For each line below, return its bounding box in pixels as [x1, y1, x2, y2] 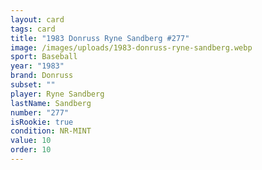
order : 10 [10, 145, 52, 155]
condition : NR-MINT [10, 126, 92, 136]
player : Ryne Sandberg [10, 89, 105, 99]
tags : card [10, 24, 56, 34]
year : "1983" [10, 61, 65, 71]
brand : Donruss [10, 71, 74, 81]
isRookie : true [10, 117, 74, 127]
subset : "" [10, 80, 56, 90]
